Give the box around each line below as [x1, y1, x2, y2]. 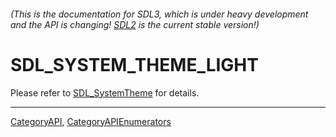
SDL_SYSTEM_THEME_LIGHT [10, 53, 259, 76]
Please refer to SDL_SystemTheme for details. [10, 86, 200, 99]
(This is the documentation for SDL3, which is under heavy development [10, 8, 309, 20]
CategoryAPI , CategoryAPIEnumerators [10, 115, 172, 127]
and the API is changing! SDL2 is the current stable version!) [10, 18, 260, 30]
